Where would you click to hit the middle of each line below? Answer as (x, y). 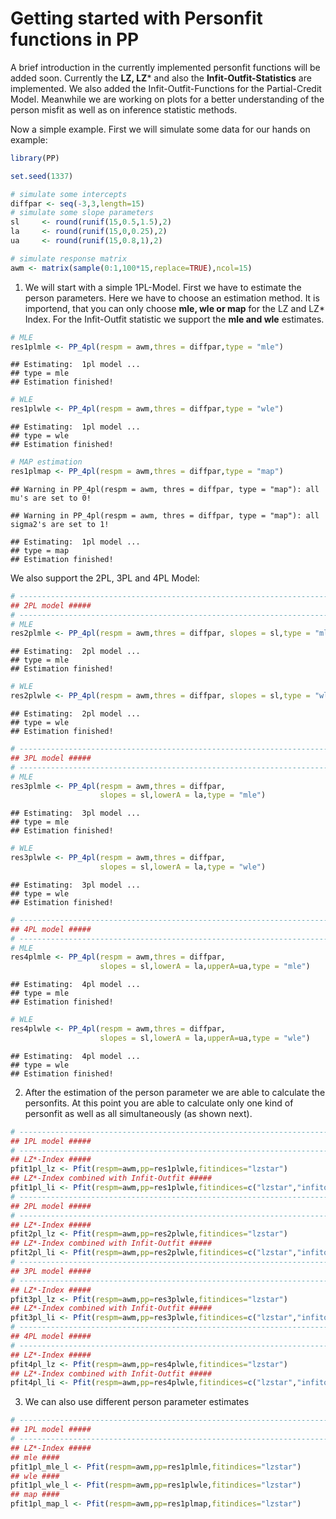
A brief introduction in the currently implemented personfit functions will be (165, 67)
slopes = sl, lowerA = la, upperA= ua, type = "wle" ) (205, 1038)
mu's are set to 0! (51, 498)
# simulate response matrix (69, 258)
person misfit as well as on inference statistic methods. (124, 109)
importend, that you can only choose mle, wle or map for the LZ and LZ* (174, 308)
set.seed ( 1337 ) (42, 176)
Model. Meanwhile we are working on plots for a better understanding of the (167, 99)
